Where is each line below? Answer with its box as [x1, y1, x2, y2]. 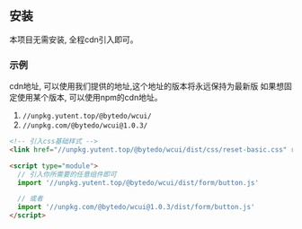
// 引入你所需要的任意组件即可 [17, 170, 117, 179]
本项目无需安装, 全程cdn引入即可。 [9, 34, 138, 45]
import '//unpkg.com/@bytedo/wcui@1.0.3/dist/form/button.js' [17, 203, 255, 212]
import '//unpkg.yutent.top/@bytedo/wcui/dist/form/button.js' [17, 178, 259, 187]
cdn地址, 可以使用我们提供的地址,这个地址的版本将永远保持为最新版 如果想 [9, 81, 285, 92]
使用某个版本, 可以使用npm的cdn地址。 [16, 92, 163, 103]
